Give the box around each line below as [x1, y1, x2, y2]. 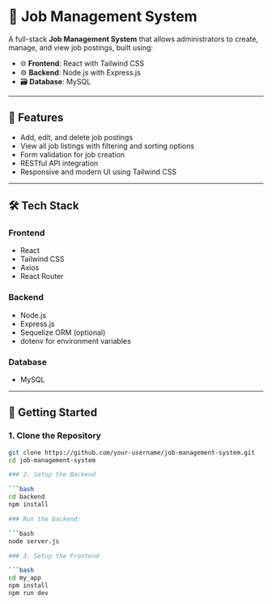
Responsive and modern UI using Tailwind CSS [19, 166, 177, 177]
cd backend [8, 493, 45, 501]
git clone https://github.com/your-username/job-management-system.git [8, 448, 255, 456]
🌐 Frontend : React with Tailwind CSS [19, 58, 144, 68]
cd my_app [8, 574, 42, 582]
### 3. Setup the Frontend [8, 551, 100, 560]
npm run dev [8, 589, 49, 598]
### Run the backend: [8, 515, 82, 523]
